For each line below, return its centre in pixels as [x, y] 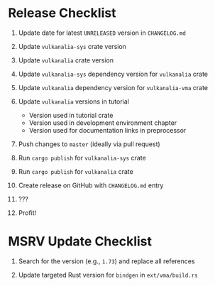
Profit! [27, 213]
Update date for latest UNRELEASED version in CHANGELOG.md [102, 33]
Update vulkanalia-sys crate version [72, 46]
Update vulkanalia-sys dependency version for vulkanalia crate [113, 74]
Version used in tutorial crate [71, 115]
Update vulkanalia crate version [66, 60]
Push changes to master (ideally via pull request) [89, 144]
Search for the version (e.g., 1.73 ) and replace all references [106, 261]
